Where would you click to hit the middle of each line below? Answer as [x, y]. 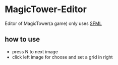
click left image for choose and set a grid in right [62, 57]
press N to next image [35, 51]
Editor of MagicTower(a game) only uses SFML [53, 23]
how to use [22, 39]
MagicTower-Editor [46, 9]
